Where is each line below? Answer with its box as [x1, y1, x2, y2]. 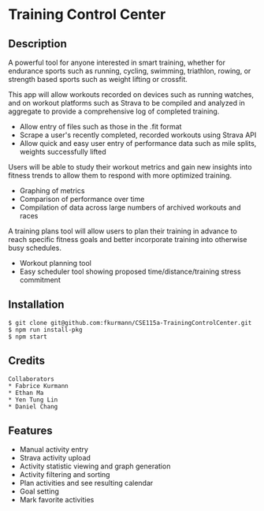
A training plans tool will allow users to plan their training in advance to [8, 226, 238, 236]
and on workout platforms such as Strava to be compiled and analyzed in [8, 99, 246, 107]
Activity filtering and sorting [19, 470, 110, 479]
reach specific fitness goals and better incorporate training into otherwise [8, 235, 247, 244]
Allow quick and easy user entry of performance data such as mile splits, [19, 139, 257, 147]
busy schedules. [8, 243, 61, 252]
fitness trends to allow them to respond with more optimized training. [8, 171, 232, 180]
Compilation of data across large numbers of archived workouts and [19, 203, 241, 212]
